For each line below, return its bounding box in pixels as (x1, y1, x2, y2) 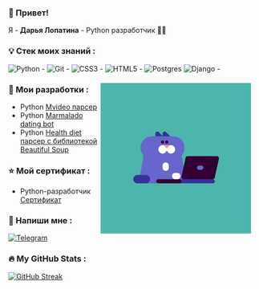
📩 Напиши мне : (8, 215, 73, 226)
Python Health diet (19, 128, 82, 137)
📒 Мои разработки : (8, 83, 89, 95)
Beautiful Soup (19, 144, 70, 154)
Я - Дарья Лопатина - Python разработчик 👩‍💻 (8, 26, 167, 35)
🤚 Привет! (8, 7, 50, 18)
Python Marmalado (19, 110, 83, 120)
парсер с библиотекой (19, 136, 98, 145)
